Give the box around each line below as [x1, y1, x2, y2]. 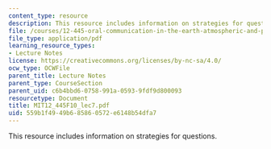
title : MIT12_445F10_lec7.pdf [8, 101, 110, 110]
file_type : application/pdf [8, 34, 103, 43]
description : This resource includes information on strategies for [8, 19, 244, 27]
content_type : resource [8, 11, 89, 20]
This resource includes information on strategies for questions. [8, 131, 218, 141]
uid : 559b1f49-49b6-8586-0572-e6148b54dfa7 [8, 110, 157, 118]
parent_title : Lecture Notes [8, 72, 106, 80]
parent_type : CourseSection [8, 79, 103, 87]
